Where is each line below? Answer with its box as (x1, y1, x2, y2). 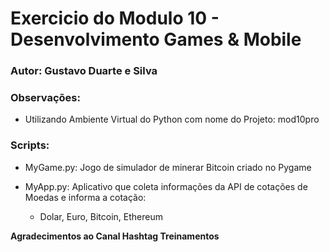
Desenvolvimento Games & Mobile (10, 28, 302, 51)
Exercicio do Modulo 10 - (10, 7, 220, 30)
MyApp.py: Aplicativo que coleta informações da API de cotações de (24, 180, 308, 192)
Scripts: (10, 138, 50, 152)
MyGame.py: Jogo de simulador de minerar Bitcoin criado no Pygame (24, 161, 312, 173)
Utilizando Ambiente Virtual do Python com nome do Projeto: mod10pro (24, 113, 320, 126)
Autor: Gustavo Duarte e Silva (10, 64, 158, 78)
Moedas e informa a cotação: (24, 191, 147, 203)
